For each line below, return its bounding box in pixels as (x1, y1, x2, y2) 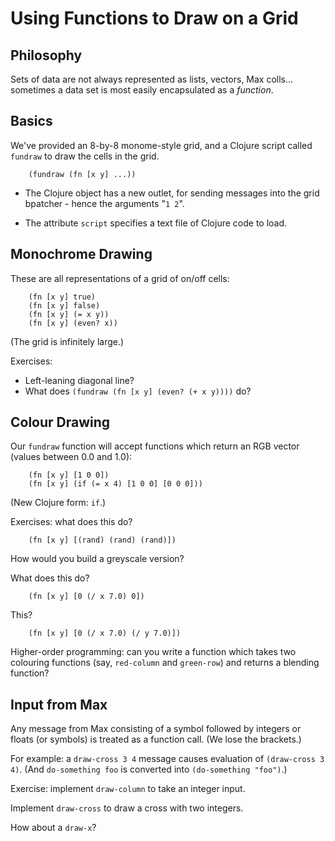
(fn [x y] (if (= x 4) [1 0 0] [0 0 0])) (28, 479, 203, 489)
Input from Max (10, 696, 108, 713)
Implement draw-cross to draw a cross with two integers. (10, 802, 244, 814)
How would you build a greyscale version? (10, 553, 185, 565)
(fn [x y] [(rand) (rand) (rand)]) (28, 535, 177, 546)
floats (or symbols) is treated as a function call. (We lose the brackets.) (10, 733, 302, 746)
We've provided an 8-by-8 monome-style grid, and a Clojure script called (10, 139, 313, 151)
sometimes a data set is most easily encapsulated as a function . (10, 84, 274, 96)
